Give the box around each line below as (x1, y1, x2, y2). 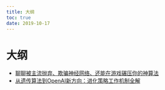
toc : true (6, 15, 32, 21)
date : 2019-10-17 (6, 20, 50, 26)
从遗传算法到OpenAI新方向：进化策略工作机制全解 (15, 77, 141, 85)
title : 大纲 (6, 9, 35, 15)
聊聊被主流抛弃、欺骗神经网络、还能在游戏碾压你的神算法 (15, 69, 159, 77)
